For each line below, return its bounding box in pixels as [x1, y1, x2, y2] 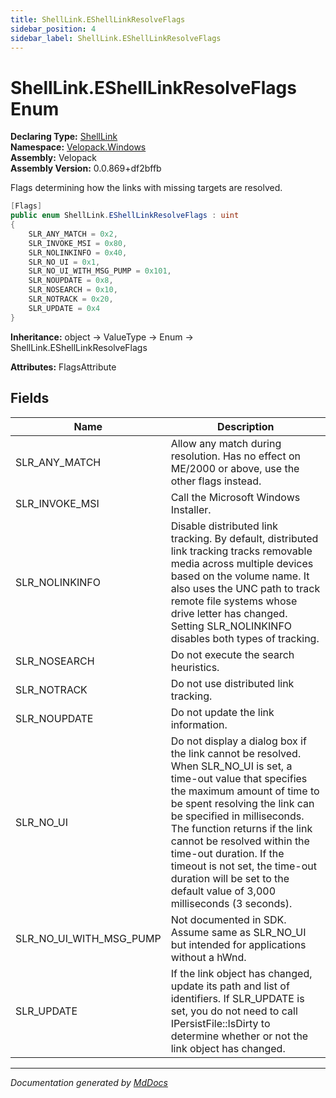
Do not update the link [170, 705, 275, 719]
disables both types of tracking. [170, 631, 320, 645]
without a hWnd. [170, 950, 247, 964]
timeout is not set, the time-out [170, 859, 317, 873]
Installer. [170, 502, 212, 516]
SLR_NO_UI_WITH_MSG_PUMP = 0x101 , [28, 266, 172, 276]
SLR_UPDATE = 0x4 [28, 303, 101, 313]
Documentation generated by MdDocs [10, 1076, 168, 1088]
